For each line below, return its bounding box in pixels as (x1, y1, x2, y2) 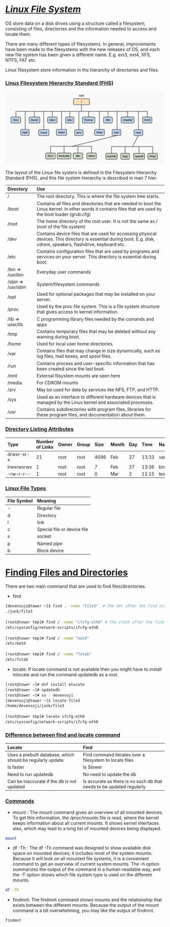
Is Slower (82, 764, 102, 770)
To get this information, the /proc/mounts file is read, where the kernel (12, 815, 159, 821)
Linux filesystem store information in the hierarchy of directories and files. (5, 67, 159, 73)
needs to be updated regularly (82, 784, 146, 790)
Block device (37, 547, 64, 553)
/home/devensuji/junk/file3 (5, 703, 65, 709)
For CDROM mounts (36, 380, 78, 386)
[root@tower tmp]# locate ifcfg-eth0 (5, 714, 85, 719)
